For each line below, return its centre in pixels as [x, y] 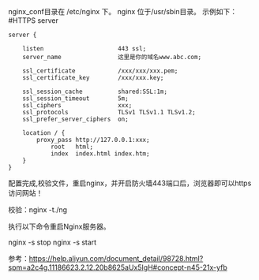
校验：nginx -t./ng [38, 210]
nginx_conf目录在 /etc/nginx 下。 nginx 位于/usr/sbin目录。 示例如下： [123, 11]
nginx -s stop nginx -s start [53, 242]
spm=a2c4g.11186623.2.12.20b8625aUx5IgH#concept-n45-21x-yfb [118, 267]
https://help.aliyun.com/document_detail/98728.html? [116, 258]
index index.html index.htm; [100, 154]
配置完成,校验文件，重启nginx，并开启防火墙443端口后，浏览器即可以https [130, 183]
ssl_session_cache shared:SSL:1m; [95, 91]
